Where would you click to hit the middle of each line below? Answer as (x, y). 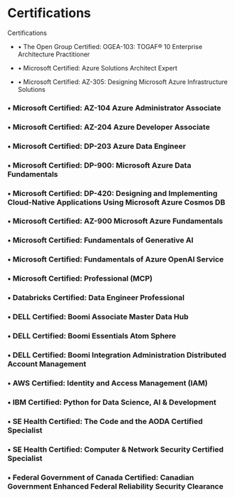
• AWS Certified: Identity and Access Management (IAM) (108, 383)
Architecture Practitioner (54, 54)
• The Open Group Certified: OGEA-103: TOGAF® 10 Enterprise (110, 46)
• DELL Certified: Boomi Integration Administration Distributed (117, 355)
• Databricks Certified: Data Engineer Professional (96, 298)
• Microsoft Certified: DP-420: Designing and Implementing (113, 193)
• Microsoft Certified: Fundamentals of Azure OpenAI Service (116, 259)
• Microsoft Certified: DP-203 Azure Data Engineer (97, 146)
